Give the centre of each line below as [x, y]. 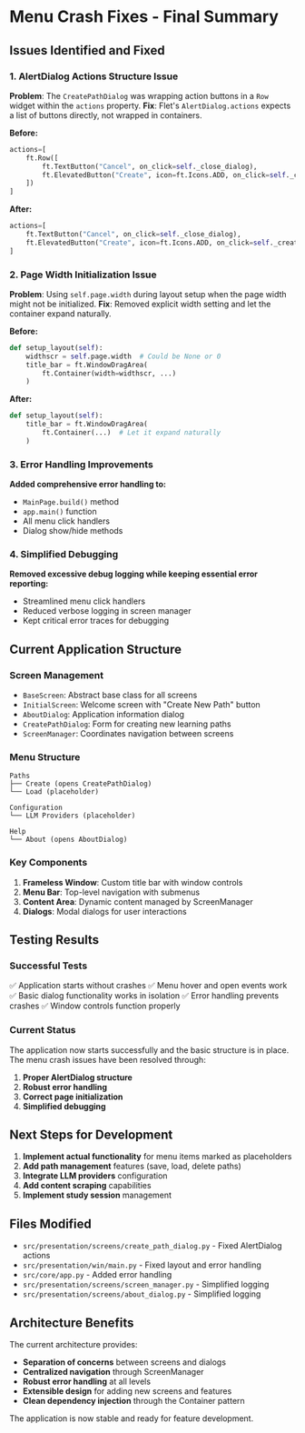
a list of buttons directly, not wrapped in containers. [106, 115]
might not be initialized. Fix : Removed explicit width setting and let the [140, 304]
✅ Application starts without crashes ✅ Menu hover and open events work [148, 986]
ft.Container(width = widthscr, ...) [109, 373]
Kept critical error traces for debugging [96, 621]
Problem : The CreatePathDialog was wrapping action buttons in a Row [139, 95]
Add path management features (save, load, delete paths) [132, 1167]
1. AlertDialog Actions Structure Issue [94, 76]
